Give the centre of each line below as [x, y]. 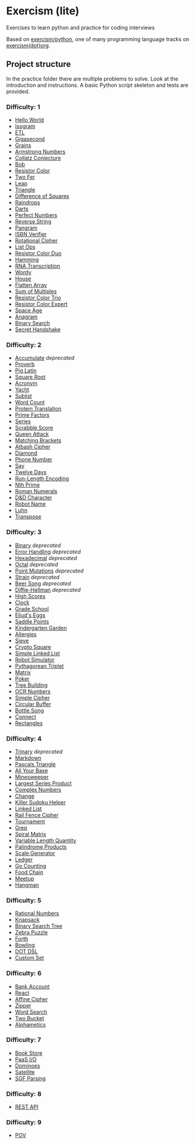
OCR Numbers [33, 691]
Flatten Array [31, 285]
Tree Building [31, 685]
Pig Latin [26, 371]
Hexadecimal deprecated [46, 558]
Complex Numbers [38, 790]
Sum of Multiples [36, 292]
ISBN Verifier [31, 234]
